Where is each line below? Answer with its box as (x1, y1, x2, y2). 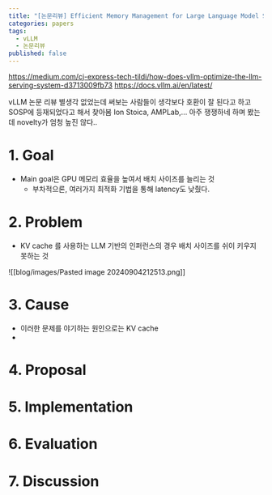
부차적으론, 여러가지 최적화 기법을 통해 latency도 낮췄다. (32, 184, 210, 194)
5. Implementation (8, 398, 134, 416)
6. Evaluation (8, 435, 98, 454)
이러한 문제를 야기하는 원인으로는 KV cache (19, 323, 159, 333)
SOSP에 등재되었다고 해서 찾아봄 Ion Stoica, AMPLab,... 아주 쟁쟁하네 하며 (8, 107, 246, 117)
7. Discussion (8, 472, 100, 490)
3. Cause (8, 296, 70, 314)
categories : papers (8, 19, 74, 28)
